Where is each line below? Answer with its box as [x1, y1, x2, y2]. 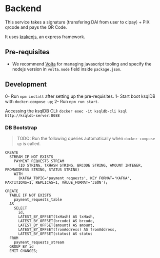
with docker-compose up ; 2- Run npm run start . [5, 98, 99, 104]
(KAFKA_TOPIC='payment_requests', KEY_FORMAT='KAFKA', [18, 175, 132, 181]
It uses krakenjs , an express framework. [5, 34, 85, 40]
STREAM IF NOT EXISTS [9, 154, 54, 159]
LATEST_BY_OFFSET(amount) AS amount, [18, 223, 95, 228]
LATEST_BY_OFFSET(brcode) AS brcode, [18, 218, 95, 223]
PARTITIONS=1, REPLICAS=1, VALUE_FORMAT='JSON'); [5, 180, 108, 185]
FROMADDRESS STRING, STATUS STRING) [5, 167, 80, 172]
